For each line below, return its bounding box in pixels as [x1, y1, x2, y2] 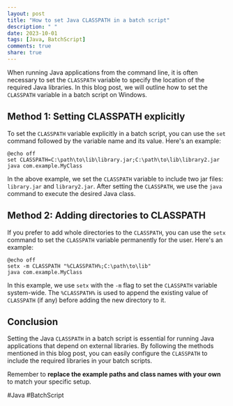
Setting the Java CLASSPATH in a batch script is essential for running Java [7, 334, 215, 343]
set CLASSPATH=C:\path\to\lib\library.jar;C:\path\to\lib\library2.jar [7, 156, 220, 163]
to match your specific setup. [7, 377, 92, 386]
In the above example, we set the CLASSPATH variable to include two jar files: [7, 174, 224, 183]
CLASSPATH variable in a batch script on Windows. [7, 90, 148, 98]
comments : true [7, 43, 52, 50]
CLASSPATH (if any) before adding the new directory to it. [7, 296, 166, 304]
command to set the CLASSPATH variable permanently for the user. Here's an [7, 235, 223, 244]
